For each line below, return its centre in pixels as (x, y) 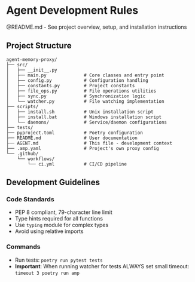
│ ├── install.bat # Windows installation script (84, 117)
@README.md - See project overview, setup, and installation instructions (97, 27)
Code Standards (31, 200)
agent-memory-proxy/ (32, 59)
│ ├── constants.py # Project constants (71, 85)
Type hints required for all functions (59, 219)
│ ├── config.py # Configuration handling (77, 80)
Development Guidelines (53, 183)
